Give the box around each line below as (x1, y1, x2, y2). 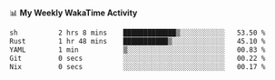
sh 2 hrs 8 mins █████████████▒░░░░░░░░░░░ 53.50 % (9, 28, 266, 37)
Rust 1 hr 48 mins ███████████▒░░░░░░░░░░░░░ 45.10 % (9, 36, 266, 45)
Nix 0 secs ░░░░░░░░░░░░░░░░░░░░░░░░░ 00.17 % (9, 62, 266, 71)
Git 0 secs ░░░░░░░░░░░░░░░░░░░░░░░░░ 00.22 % (9, 54, 266, 63)
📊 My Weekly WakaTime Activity (9, 7, 138, 18)
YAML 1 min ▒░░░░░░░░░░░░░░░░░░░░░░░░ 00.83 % (9, 45, 266, 55)
